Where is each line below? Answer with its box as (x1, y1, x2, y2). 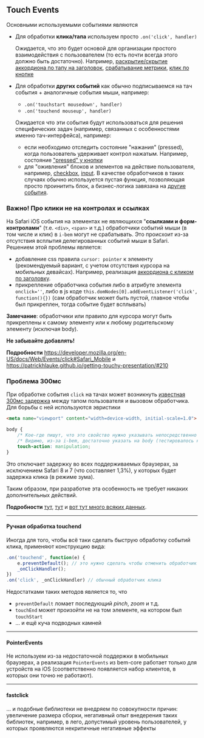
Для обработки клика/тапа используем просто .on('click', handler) (15, 33, 197, 40)
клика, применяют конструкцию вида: (6, 543, 106, 550)
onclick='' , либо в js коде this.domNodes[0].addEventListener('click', (15, 288, 198, 295)
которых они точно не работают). (6, 672, 93, 679)
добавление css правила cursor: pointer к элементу (15, 256, 153, 263)
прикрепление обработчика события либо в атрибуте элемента (15, 281, 182, 288)
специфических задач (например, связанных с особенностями (15, 125, 180, 133)
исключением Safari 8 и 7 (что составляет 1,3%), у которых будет (6, 467, 177, 474)
